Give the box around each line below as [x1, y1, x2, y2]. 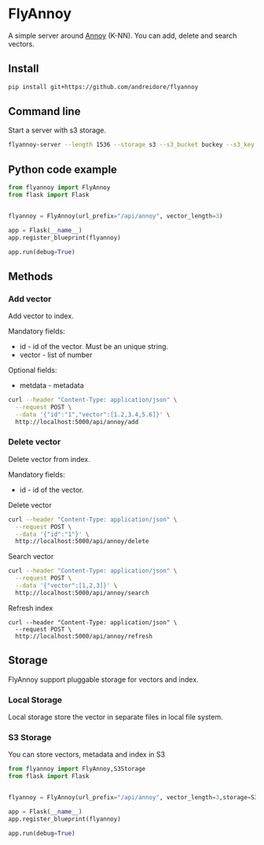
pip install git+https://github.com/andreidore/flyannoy [8, 83, 199, 91]
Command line [8, 105, 81, 118]
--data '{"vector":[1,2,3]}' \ [15, 582, 118, 590]
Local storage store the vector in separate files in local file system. [8, 712, 223, 721]
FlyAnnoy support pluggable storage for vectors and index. [8, 675, 199, 684]
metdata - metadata [19, 381, 84, 390]
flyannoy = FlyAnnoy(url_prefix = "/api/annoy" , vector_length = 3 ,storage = [8, 794, 251, 802]
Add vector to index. [8, 311, 75, 321]
